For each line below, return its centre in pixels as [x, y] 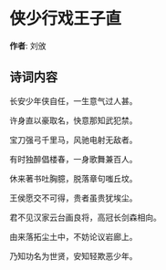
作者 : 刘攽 [28, 46]
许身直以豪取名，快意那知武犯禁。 [73, 120]
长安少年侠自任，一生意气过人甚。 [73, 100]
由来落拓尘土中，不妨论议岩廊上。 [73, 236]
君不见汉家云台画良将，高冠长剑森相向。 [85, 217]
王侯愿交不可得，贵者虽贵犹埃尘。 [73, 198]
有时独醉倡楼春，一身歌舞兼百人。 [73, 159]
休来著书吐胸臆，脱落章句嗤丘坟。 [73, 178]
